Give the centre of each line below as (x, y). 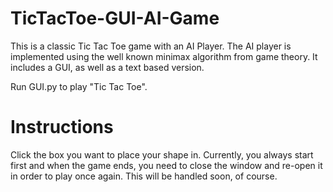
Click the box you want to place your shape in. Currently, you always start (162, 154)
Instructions (62, 127)
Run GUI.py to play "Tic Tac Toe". (79, 86)
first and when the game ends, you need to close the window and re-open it (166, 165)
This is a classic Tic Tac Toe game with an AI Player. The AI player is (151, 46)
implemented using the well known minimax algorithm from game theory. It (164, 56)
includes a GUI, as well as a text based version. (107, 67)
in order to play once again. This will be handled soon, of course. (144, 176)
